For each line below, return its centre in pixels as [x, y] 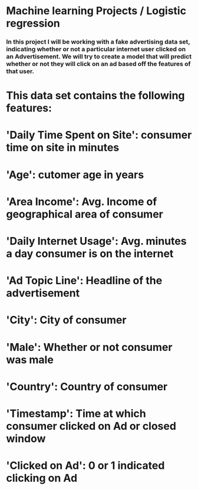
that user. [20, 71]
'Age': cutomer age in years [75, 175]
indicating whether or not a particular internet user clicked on [96, 50]
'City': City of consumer [66, 320]
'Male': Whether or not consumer [89, 347]
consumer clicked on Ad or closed [91, 426]
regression [33, 23]
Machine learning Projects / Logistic [96, 11]
